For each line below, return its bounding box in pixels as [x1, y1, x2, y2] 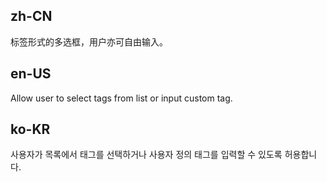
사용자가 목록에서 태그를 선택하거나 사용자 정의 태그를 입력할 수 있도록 [10, 149, 283, 161]
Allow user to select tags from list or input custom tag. [10, 92, 233, 104]
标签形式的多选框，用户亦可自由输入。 [10, 35, 168, 48]
